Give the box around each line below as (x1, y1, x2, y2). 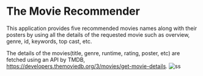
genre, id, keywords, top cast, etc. (6, 37, 92, 45)
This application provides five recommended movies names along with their (6, 25, 197, 32)
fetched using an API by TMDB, (6, 56, 86, 63)
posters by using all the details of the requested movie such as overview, (6, 31, 190, 38)
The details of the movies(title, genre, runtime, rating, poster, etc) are (6, 49, 180, 56)
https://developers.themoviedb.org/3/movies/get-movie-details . (6, 63, 168, 70)
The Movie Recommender (6, 4, 141, 18)
